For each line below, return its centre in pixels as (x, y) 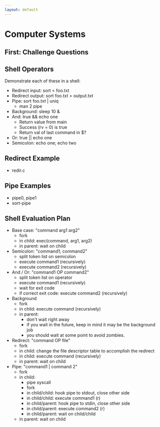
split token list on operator (46, 277)
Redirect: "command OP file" (41, 341)
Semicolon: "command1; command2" (49, 251)
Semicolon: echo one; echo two (44, 143)
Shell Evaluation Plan (38, 218)
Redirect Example (32, 158)
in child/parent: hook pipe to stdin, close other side (78, 403)
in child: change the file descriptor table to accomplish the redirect (87, 351)
